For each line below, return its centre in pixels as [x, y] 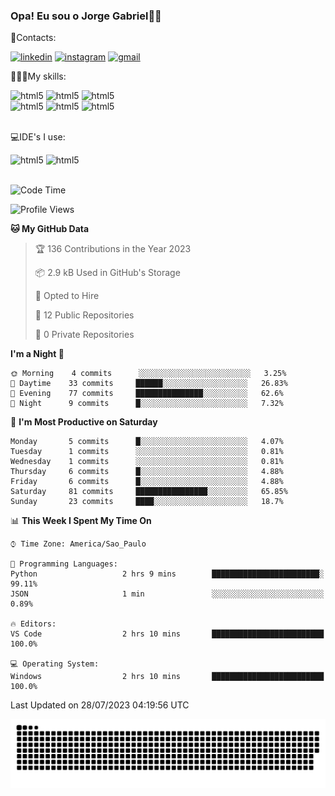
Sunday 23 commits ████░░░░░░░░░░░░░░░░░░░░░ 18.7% [147, 502]
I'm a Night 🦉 [37, 354]
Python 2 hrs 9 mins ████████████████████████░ [167, 574]
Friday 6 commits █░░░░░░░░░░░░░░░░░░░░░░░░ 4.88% [147, 482]
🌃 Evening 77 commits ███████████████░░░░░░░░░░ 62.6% [147, 394]
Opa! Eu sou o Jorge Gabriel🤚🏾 [86, 16]
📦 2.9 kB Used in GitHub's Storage [107, 273]
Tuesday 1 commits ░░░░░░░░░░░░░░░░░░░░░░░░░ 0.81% [147, 452]
